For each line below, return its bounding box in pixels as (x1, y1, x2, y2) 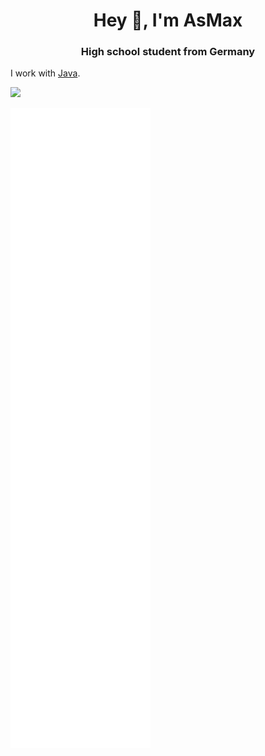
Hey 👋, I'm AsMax (93, 9, 243, 32)
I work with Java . (10, 67, 81, 79)
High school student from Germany (80, 45, 256, 59)
